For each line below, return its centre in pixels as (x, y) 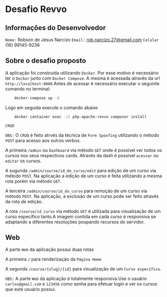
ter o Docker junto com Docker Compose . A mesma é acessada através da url (83, 78)
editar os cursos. (23, 161)
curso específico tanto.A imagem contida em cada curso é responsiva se (81, 216)
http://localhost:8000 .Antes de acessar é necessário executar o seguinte (82, 83)
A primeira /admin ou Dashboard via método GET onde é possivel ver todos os (83, 150)
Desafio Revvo (36, 9)
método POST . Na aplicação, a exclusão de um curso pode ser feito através (82, 196)
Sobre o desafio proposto (46, 61)
